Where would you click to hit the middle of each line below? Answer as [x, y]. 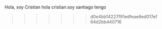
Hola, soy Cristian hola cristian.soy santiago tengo [55, 7]
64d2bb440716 [106, 22]
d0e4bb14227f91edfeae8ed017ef [124, 16]
